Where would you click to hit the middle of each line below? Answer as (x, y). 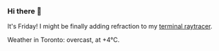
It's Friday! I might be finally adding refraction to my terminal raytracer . (110, 27)
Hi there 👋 (25, 11)
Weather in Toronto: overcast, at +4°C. (64, 40)
